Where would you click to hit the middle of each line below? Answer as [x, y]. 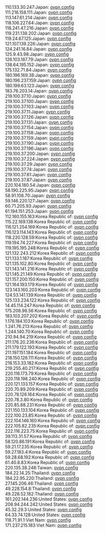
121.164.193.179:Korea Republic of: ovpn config [52, 284]
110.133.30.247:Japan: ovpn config [40, 7]
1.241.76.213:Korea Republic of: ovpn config [49, 326]
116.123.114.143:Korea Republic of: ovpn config [51, 232]
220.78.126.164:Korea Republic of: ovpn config [52, 394]
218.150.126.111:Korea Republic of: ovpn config [51, 358]
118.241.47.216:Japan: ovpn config [40, 28]
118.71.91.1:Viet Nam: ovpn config [38, 520]
